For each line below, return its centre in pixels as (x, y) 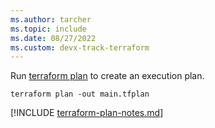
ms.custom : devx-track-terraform (80, 47)
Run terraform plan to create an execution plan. (107, 76)
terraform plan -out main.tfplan (80, 94)
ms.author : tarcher (51, 19)
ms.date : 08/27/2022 (53, 38)
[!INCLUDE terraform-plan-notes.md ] (87, 113)
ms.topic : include (48, 29)
